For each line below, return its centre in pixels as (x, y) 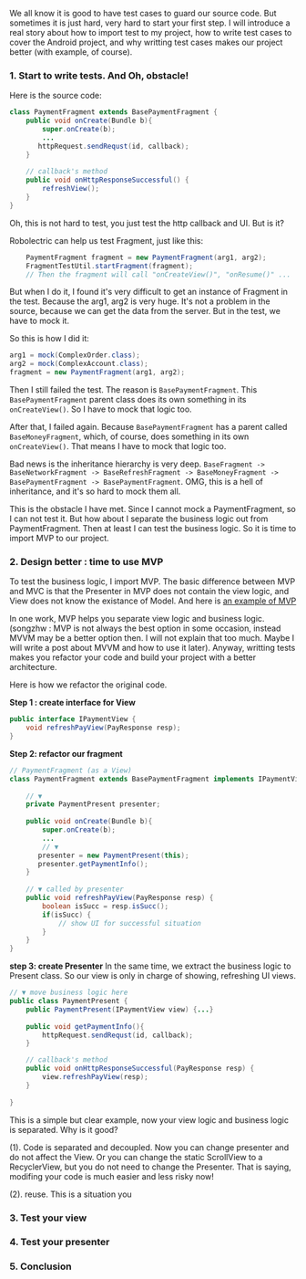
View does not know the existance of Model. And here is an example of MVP (153, 601)
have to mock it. (40, 321)
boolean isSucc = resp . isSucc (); (106, 906)
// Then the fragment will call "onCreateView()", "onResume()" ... (158, 274)
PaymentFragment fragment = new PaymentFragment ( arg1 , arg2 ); (146, 257)
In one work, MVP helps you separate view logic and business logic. (137, 619)
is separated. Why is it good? (64, 1129)
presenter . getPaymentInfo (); (93, 864)
